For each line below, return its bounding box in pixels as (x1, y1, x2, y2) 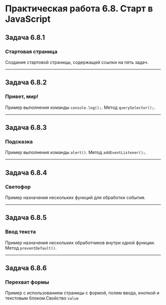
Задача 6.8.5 (5, 213, 47, 222)
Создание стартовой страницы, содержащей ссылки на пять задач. (5, 59, 149, 65)
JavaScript (5, 13, 51, 25)
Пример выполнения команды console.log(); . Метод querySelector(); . (5, 104, 156, 110)
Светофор (5, 183, 31, 190)
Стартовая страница (5, 48, 58, 55)
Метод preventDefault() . (5, 245, 57, 251)
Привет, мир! (5, 93, 39, 100)
